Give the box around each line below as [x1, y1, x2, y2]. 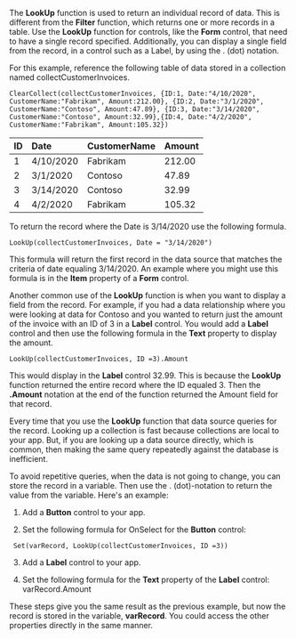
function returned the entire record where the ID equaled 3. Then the [9, 380, 261, 390]
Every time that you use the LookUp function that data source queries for [9, 416, 277, 426]
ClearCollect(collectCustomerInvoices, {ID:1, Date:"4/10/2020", [9, 89, 256, 98]
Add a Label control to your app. [21, 557, 141, 568]
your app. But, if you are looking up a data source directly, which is [9, 435, 254, 445]
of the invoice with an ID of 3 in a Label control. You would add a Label [9, 319, 268, 328]
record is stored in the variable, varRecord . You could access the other [9, 611, 269, 621]
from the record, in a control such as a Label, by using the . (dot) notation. [9, 45, 280, 56]
